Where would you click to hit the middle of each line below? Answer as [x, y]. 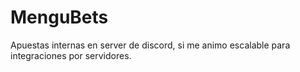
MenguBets [59, 17]
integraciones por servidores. [71, 55]
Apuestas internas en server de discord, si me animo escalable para [150, 45]
